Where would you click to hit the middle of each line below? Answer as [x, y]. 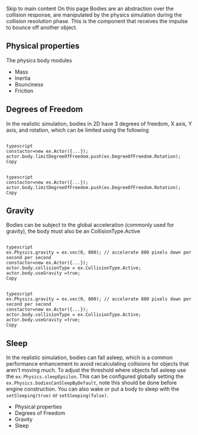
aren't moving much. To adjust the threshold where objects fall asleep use [96, 370]
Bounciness [29, 84]
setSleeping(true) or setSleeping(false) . [57, 395]
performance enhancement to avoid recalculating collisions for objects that [98, 364]
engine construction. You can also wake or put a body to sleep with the [92, 389]
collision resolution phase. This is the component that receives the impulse [97, 21]
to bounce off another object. [42, 27]
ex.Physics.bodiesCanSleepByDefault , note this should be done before [92, 383]
